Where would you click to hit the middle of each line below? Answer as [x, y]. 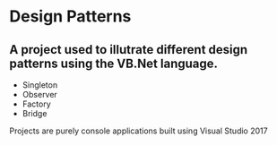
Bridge [35, 113]
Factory [36, 104]
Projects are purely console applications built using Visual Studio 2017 [138, 131]
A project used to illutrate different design [129, 50]
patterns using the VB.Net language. [113, 63]
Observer [40, 94]
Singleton [40, 85]
